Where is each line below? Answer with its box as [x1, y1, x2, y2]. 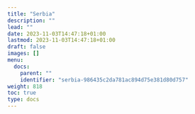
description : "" [7, 17, 55, 24]
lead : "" [7, 23, 33, 30]
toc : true [7, 89, 37, 96]
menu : [7, 57, 23, 64]
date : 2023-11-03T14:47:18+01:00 [7, 30, 106, 38]
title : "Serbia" [7, 10, 55, 18]
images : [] [7, 50, 40, 57]
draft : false [7, 43, 46, 50]
